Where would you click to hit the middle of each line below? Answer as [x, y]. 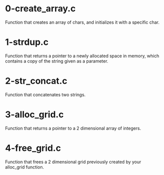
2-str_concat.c [36, 81]
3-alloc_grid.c [34, 114]
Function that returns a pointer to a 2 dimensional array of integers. [73, 128]
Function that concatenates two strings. [45, 95]
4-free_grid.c [33, 148]
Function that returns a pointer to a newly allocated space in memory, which [82, 56]
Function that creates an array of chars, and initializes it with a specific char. [82, 22]
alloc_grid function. [25, 167]
